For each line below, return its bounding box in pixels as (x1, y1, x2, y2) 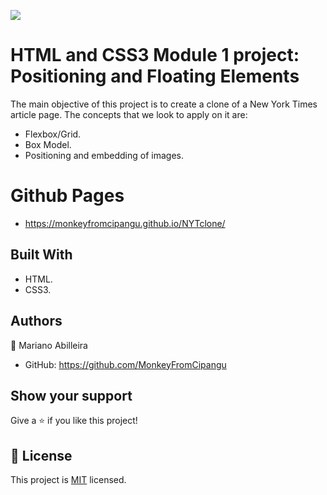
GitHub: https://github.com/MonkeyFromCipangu (24, 358, 227, 370)
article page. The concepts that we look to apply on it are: (10, 108, 248, 120)
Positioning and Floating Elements (10, 65, 300, 88)
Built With (10, 246, 73, 264)
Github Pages (10, 185, 125, 207)
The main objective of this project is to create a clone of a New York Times (10, 98, 318, 110)
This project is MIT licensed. (10, 474, 127, 486)
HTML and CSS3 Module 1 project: (10, 44, 300, 67)
